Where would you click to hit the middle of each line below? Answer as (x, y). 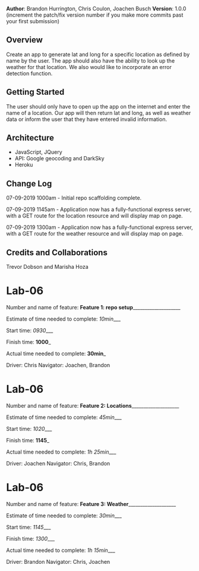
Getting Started (35, 92)
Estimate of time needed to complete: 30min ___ (64, 516)
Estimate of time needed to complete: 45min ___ (64, 417)
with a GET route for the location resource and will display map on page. (94, 216)
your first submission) (33, 21)
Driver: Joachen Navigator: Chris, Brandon (58, 463)
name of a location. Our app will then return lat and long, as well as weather (99, 113)
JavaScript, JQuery (38, 152)
